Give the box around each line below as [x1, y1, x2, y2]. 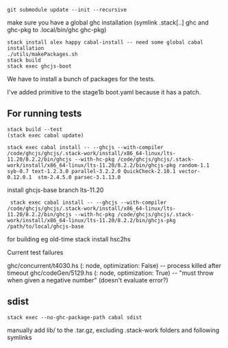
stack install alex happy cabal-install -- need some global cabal [7, 39, 204, 46]
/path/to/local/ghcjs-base [7, 223, 84, 230]
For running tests [7, 108, 82, 120]
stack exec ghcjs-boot [7, 63, 72, 70]
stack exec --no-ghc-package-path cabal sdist [7, 314, 142, 321]
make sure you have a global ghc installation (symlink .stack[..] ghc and [7, 18, 209, 27]
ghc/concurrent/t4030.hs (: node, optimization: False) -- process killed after [7, 261, 221, 269]
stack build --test [7, 126, 63, 133]
